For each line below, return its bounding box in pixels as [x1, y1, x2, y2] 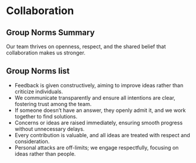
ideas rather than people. [14, 150, 76, 157]
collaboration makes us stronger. [6, 49, 86, 56]
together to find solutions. [14, 113, 78, 120]
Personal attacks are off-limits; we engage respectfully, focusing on [14, 144, 179, 151]
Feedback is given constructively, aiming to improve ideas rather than [14, 81, 184, 89]
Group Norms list [6, 66, 70, 76]
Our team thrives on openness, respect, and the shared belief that [6, 43, 166, 50]
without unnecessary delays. [14, 125, 85, 133]
